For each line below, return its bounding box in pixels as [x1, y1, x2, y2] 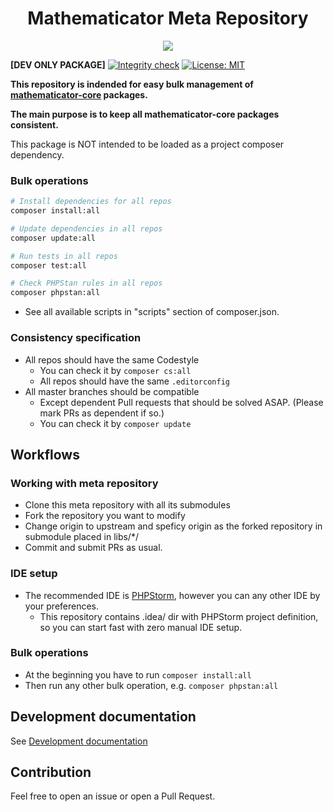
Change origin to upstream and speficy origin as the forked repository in [24, 520, 323, 532]
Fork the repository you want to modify [24, 510, 186, 522]
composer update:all [10, 233, 97, 243]
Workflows [10, 446, 80, 463]
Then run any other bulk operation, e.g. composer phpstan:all [24, 679, 279, 691]
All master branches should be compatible [24, 385, 200, 397]
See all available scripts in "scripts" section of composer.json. [24, 306, 280, 318]
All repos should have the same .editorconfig [39, 375, 230, 387]
